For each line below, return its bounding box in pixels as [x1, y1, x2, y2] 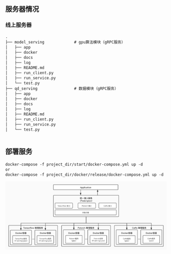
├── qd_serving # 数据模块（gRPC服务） [5, 86, 119, 91]
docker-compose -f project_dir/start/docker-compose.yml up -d [5, 162, 143, 167]
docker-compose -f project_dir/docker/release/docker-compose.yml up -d [5, 172, 164, 177]
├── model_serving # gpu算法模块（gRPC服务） [5, 39, 125, 45]
